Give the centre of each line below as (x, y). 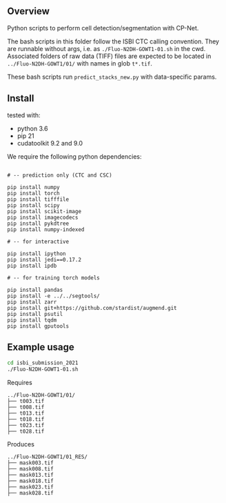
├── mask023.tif (30, 487)
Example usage (41, 347)
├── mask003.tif (30, 463)
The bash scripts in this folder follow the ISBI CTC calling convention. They (113, 41)
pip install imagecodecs (43, 217)
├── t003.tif (26, 402)
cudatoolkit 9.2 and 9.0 (50, 143)
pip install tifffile (38, 199)
